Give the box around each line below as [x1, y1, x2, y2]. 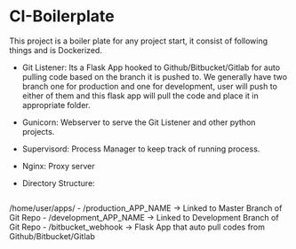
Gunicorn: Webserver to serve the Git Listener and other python [21, 117, 256, 128]
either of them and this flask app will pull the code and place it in [21, 90, 260, 101]
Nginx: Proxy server [21, 160, 95, 171]
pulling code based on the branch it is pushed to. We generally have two [21, 71, 287, 82]
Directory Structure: [21, 177, 95, 188]
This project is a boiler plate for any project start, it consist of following [9, 35, 268, 46]
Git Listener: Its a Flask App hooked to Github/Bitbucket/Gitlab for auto [21, 62, 281, 73]
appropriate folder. [21, 99, 91, 110]
